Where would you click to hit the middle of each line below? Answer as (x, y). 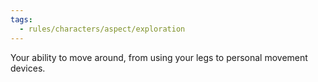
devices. (28, 68)
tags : (21, 19)
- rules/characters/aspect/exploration (102, 29)
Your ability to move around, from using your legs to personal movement (159, 57)
